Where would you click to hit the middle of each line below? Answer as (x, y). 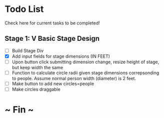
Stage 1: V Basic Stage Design (52, 39)
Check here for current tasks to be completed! (52, 23)
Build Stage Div (28, 50)
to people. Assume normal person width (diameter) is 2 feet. (74, 78)
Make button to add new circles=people (53, 84)
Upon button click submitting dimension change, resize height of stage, (85, 62)
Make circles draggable (36, 89)
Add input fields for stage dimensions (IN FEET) (61, 56)
